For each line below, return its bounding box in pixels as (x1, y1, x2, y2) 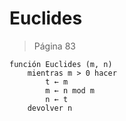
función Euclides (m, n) (9, 59, 113, 69)
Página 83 (33, 40, 76, 52)
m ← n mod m (45, 85, 96, 96)
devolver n (27, 103, 73, 113)
